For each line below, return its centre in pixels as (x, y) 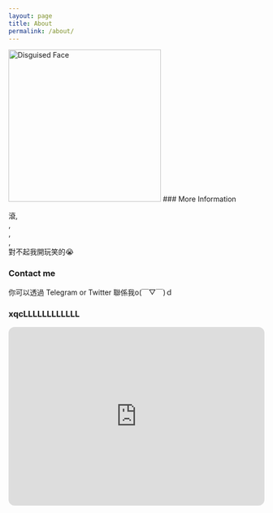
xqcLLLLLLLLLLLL (44, 313)
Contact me (32, 274)
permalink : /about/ (41, 31)
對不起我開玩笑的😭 (41, 252)
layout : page (30, 16)
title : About (30, 24)
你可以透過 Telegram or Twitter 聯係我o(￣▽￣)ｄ (91, 292)
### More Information (199, 199)
